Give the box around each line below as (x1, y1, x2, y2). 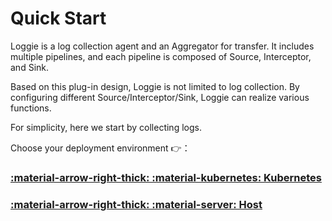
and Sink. (10, 61, 50, 73)
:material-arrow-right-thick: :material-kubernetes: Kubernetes (10, 170, 322, 184)
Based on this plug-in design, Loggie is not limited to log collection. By (10, 80, 300, 92)
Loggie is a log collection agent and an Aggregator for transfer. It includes (10, 40, 315, 52)
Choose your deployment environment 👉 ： (10, 142, 191, 154)
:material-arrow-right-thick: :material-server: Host (10, 197, 263, 211)
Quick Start (10, 7, 107, 30)
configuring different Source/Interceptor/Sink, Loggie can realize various (10, 91, 310, 103)
